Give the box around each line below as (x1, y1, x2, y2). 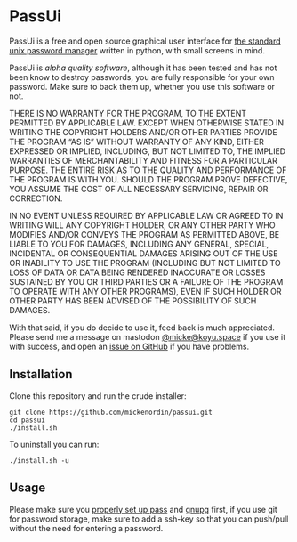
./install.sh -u (9, 456, 69, 465)
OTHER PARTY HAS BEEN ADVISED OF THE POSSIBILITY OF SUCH (9, 295, 257, 306)
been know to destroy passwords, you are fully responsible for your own (9, 71, 275, 82)
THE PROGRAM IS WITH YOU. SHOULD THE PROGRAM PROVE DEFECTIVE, (9, 174, 288, 184)
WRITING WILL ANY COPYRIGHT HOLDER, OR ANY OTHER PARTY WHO (9, 220, 276, 231)
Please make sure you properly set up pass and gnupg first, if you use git (9, 504, 277, 514)
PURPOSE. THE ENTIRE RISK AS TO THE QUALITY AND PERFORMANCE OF (9, 165, 287, 175)
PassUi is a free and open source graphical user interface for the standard (9, 36, 282, 46)
